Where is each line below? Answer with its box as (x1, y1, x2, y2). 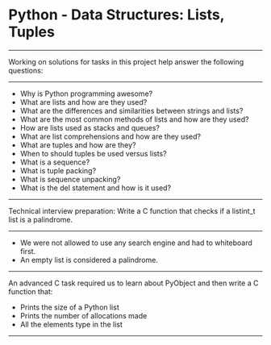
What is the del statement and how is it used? (19, 183, 172, 193)
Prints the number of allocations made (19, 310, 148, 320)
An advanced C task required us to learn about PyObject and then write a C (8, 278, 259, 288)
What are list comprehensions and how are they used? (19, 131, 202, 141)
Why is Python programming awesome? (19, 89, 153, 98)
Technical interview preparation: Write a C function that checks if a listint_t (8, 206, 256, 215)
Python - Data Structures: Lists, (8, 6, 224, 24)
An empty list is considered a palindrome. (19, 255, 159, 264)
